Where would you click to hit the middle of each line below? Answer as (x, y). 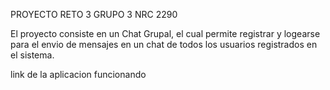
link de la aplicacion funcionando (78, 74)
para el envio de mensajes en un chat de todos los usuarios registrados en (164, 44)
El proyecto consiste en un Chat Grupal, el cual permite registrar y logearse (165, 33)
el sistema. (32, 55)
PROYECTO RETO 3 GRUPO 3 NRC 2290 (94, 14)
